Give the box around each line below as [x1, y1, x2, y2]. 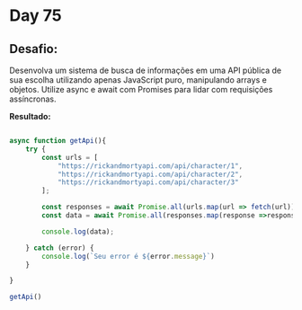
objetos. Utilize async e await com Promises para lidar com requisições [9, 84, 273, 94]
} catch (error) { [25, 244, 94, 252]
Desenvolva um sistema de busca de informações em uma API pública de [9, 65, 281, 75]
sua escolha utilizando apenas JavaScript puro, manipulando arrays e [9, 75, 267, 85]
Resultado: [9, 111, 51, 121]
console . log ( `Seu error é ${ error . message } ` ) [41, 252, 216, 261]
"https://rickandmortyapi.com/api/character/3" [57, 178, 240, 187]
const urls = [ [41, 153, 99, 162]
